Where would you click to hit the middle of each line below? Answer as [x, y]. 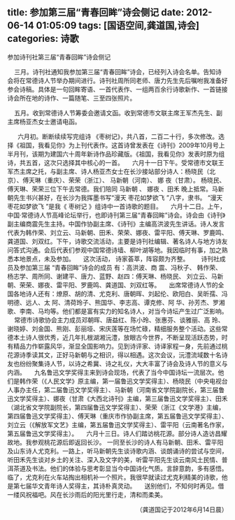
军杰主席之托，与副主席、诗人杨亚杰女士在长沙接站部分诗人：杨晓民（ [108, 171]
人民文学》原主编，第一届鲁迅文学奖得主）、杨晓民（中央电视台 [137, 381]
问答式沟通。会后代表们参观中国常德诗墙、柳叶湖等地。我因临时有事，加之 [114, 250]
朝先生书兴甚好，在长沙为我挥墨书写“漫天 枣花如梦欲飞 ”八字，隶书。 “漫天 [115, 197]
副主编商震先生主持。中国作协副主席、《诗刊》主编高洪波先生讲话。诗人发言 [116, 224]
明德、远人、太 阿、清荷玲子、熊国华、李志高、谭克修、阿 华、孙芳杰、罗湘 [116, 302]
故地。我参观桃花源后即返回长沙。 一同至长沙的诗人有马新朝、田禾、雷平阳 [115, 442]
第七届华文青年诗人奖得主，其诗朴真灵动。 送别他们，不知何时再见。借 [119, 486]
